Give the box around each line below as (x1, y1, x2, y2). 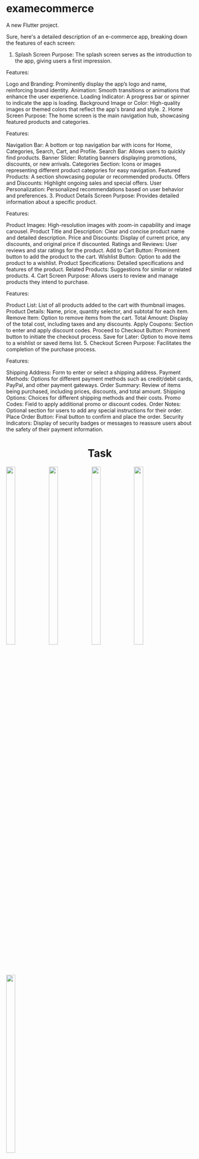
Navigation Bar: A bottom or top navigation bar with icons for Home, (6, 141, 172, 148)
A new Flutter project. (6, 21, 59, 29)
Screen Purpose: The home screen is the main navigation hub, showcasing (6, 112, 189, 119)
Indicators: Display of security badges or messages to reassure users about (6, 419, 192, 426)
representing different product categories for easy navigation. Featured (6, 166, 181, 174)
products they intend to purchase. (6, 278, 89, 285)
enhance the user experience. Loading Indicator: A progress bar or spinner (6, 93, 189, 100)
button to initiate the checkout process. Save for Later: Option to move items (6, 333, 193, 340)
